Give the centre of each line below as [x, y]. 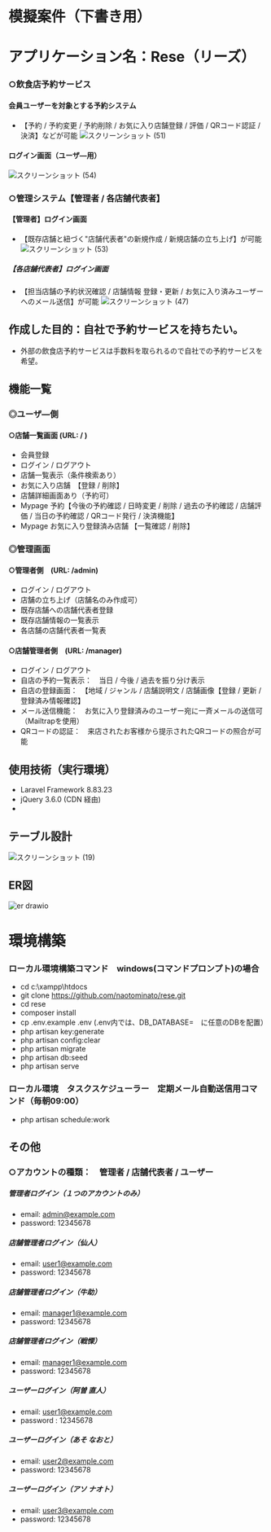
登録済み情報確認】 [52, 700]
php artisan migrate [53, 1049]
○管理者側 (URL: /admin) [54, 570]
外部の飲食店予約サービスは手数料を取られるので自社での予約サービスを [141, 350]
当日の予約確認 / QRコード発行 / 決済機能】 [106, 516]
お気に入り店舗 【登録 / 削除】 [72, 485]
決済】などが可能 [49, 135]
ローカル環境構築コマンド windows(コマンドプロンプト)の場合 [134, 968]
